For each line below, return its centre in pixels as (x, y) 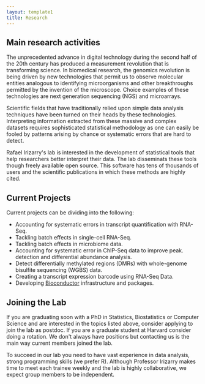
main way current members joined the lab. (60, 343)
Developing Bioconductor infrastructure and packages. (84, 283)
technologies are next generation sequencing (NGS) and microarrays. (94, 96)
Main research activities (54, 43)
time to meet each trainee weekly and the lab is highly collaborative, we (96, 367)
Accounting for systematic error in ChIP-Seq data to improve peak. (99, 250)
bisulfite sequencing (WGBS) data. (59, 270)
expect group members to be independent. (61, 374)
